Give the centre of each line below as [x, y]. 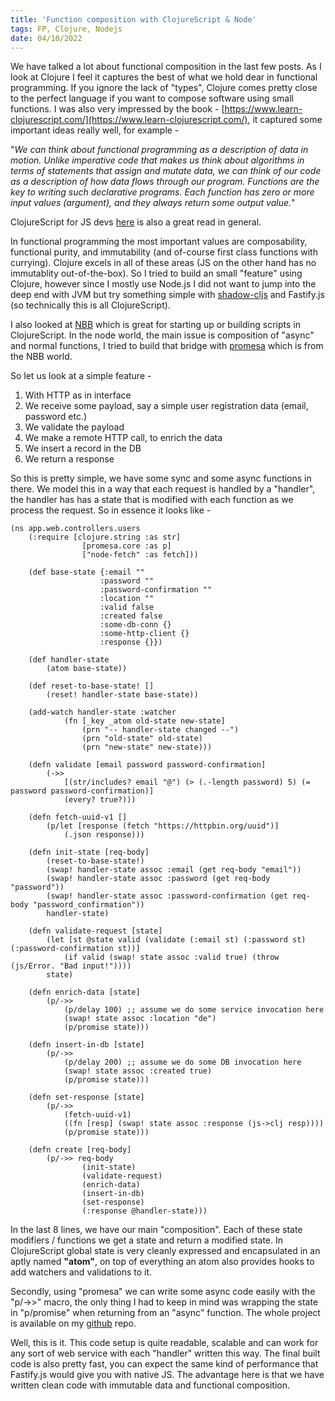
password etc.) [56, 417]
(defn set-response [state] [86, 1097]
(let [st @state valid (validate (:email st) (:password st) [176, 940]
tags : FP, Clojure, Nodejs [66, 29]
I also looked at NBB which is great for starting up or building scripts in [155, 325]
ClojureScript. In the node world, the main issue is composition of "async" [162, 335]
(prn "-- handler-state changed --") [160, 730]
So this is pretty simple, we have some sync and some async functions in [161, 478]
